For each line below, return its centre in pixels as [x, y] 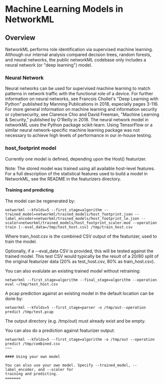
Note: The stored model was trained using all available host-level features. [80, 168]
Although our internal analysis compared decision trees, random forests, [78, 55]
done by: [14, 299]
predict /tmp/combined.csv [33, 344]
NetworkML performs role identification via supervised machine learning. [79, 49]
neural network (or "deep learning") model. [49, 65]
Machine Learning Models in [64, 9]
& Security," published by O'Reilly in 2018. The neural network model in [77, 120]
